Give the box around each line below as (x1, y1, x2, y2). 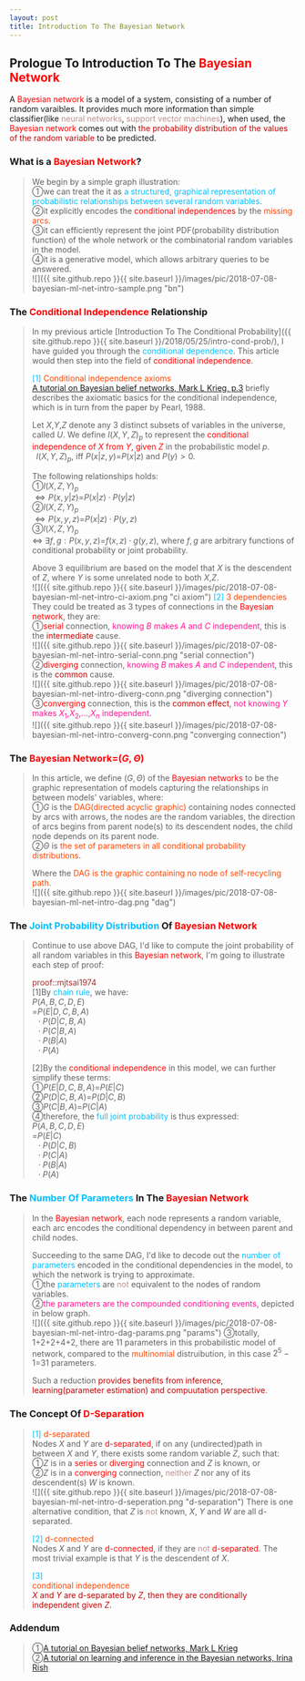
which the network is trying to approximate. (31, 1268, 196, 1280)
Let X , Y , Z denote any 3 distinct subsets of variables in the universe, (31, 419, 286, 430)
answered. (31, 263, 72, 274)
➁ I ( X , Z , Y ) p (31, 502, 79, 515)
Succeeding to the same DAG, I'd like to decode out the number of (31, 1249, 281, 1260)
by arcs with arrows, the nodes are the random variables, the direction (31, 811, 296, 822)
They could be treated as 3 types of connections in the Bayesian (31, 600, 275, 611)
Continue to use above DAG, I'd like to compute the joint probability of (31, 940, 294, 951)
